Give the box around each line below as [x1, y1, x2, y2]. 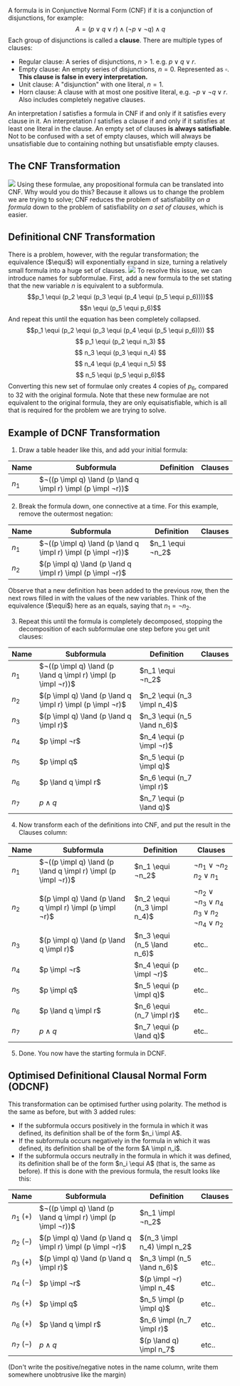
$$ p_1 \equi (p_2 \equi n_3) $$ [75, 337, 166, 346]
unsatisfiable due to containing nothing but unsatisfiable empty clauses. [8, 139, 219, 148]
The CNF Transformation [8, 160, 120, 172]
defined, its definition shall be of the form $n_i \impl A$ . [18, 1128, 182, 1138]
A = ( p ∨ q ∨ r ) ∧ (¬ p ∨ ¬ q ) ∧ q [75, 25, 166, 33]
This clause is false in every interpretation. [18, 73, 148, 81]
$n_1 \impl [139, 1207, 175, 1217]
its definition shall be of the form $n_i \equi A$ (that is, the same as [18, 1159, 216, 1167]
